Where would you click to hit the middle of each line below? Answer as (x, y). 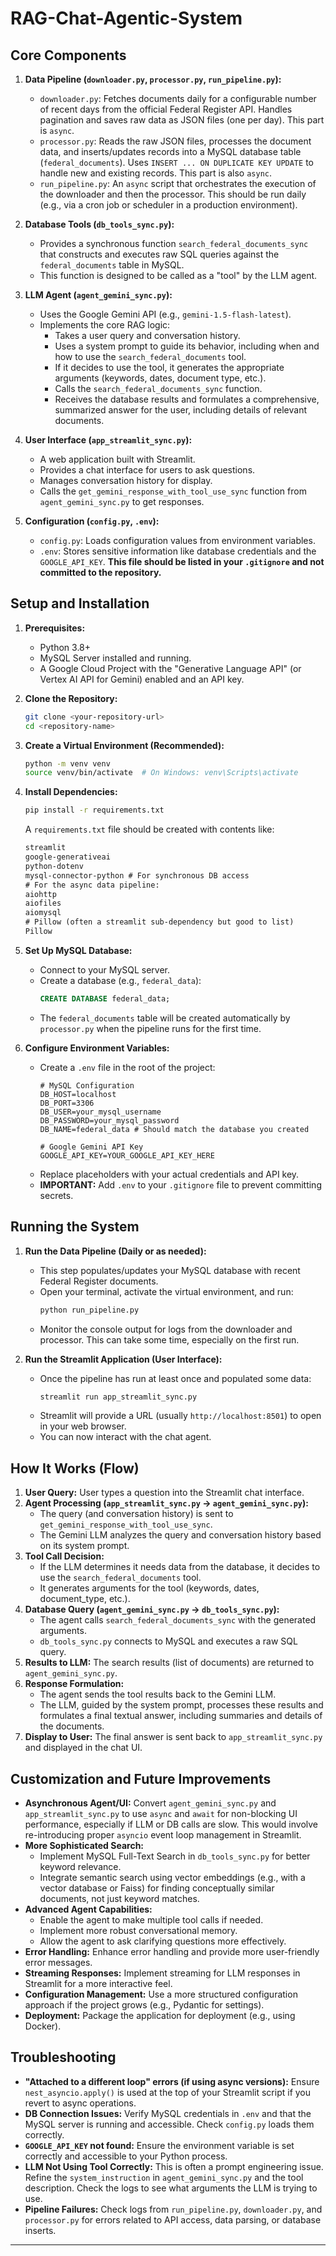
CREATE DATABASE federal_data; (105, 998)
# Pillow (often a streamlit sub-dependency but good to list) (159, 922)
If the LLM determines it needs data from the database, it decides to (180, 1567)
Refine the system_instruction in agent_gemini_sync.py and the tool (164, 2177)
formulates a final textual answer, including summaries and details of (181, 1716)
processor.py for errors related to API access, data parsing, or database (173, 2219)
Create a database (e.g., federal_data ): (120, 980)
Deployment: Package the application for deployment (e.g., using (160, 2015)
